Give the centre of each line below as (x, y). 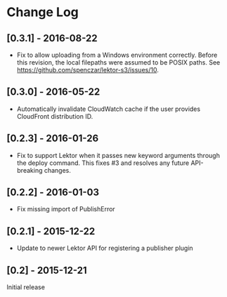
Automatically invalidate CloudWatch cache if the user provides (109, 109)
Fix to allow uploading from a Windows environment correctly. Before (117, 55)
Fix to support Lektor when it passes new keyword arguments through (118, 155)
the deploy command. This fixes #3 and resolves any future (103, 163)
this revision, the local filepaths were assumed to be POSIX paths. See (118, 62)
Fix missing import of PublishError (66, 209)
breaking (30, 170)
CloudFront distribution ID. (55, 116)
